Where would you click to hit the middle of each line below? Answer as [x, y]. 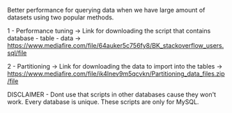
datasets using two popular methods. [61, 17]
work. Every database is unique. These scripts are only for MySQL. [103, 102]
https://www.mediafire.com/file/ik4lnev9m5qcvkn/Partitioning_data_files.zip [116, 73]
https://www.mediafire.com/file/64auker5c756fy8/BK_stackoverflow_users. [116, 45]
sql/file [17, 53]
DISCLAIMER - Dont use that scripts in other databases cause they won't [112, 94]
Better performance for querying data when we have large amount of [106, 10]
